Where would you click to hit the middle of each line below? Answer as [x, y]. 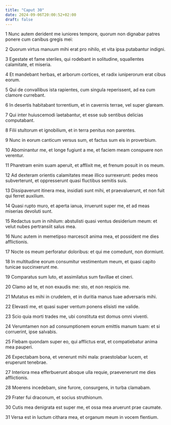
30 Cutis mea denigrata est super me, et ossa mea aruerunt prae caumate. [84, 407]
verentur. [15, 156]
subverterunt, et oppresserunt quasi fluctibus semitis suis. [66, 181]
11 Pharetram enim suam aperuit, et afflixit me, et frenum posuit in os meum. [85, 165]
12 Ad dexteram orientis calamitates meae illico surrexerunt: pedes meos [82, 175]
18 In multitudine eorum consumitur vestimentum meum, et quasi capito [80, 262]
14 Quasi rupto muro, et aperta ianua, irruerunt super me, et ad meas [77, 206]
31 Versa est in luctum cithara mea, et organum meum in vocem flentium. [82, 417]
